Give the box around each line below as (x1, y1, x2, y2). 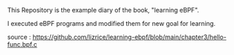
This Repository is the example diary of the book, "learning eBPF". (7, 6, 199, 14)
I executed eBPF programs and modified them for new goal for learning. (7, 19, 216, 27)
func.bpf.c (7, 40, 37, 48)
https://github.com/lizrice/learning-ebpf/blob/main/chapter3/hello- (32, 33, 227, 41)
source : (7, 33, 32, 41)
